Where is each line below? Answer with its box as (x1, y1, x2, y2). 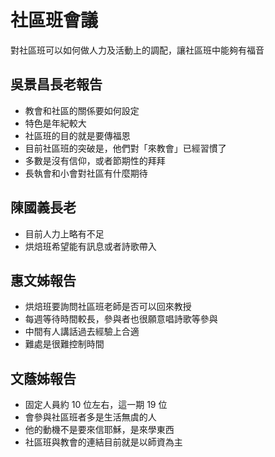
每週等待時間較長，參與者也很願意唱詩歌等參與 (24, 313, 218, 325)
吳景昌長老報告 (10, 76, 103, 93)
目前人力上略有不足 (24, 227, 105, 240)
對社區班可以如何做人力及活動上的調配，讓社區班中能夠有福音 (10, 44, 265, 56)
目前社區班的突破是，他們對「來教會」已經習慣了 (24, 142, 227, 154)
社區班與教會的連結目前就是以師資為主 (24, 436, 183, 448)
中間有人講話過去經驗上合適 (24, 326, 140, 338)
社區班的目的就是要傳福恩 (24, 129, 131, 141)
